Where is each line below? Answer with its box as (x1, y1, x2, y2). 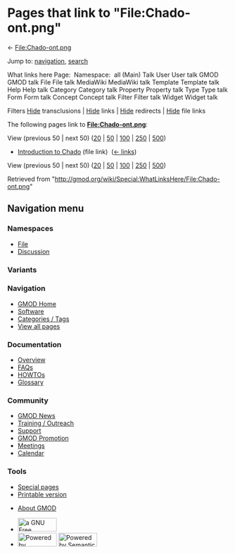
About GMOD (17, 503, 57, 512)
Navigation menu (7, 203, 84, 215)
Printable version (17, 490, 67, 498)
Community (7, 396, 49, 405)
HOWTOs (17, 371, 46, 379)
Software (17, 307, 44, 315)
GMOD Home (17, 299, 56, 308)
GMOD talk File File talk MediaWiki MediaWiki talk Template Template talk (7, 77, 220, 86)
